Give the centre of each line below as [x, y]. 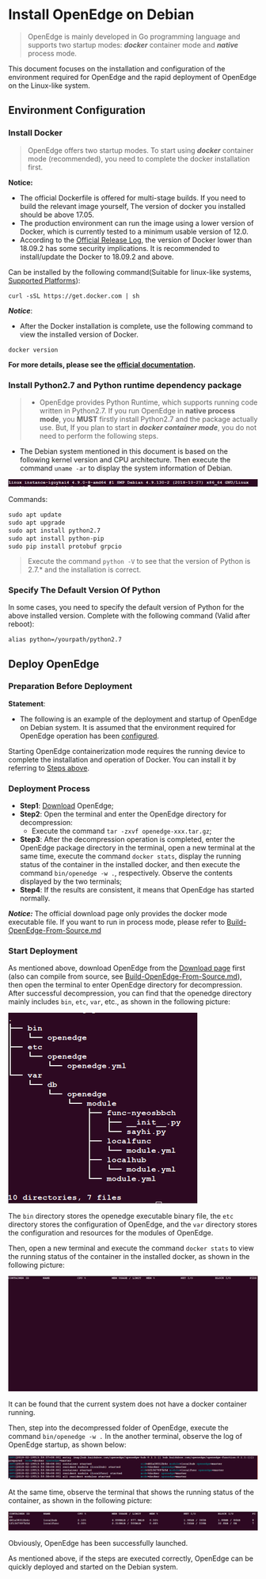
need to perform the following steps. [99, 436]
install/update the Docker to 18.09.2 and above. [97, 257]
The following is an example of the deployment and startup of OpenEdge [138, 719]
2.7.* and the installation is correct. [84, 569]
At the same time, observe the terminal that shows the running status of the [131, 1492]
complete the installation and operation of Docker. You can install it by [122, 759]
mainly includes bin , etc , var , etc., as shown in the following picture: [120, 1002]
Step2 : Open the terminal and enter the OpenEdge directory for [123, 814]
